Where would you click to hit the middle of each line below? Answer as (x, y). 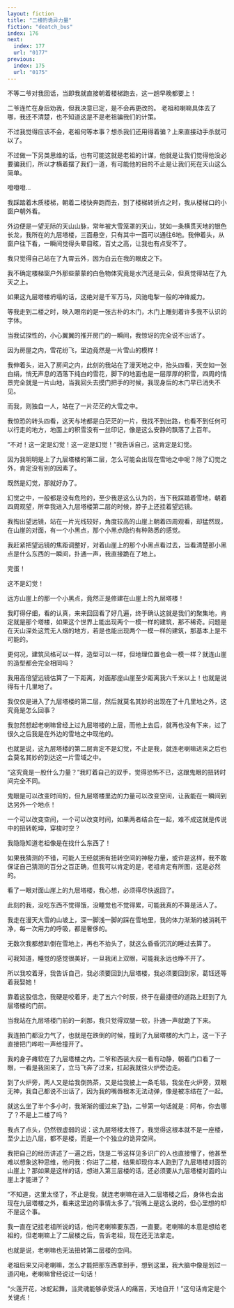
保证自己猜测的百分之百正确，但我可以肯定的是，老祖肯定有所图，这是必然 (114, 866)
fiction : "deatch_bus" (40, 27)
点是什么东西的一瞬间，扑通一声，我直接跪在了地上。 (84, 554)
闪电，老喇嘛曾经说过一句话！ (56, 1274)
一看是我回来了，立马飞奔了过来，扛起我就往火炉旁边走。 (102, 1068)
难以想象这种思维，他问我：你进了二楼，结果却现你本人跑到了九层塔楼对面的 (117, 1162)
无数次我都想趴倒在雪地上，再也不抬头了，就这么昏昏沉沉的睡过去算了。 (111, 943)
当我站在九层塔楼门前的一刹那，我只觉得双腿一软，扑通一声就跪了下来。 (111, 1020)
